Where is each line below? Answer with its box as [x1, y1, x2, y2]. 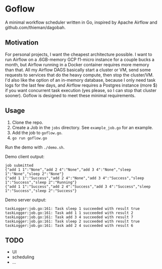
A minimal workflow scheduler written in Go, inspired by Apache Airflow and [5, 19, 158, 25]
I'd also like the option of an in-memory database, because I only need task [5, 77, 156, 83]
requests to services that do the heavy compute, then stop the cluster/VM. [5, 72, 154, 78]
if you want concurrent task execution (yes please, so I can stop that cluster [5, 87, 157, 93]
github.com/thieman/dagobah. [5, 24, 66, 30]
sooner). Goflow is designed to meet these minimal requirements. [5, 92, 136, 98]
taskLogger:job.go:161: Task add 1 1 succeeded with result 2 [5, 210, 133, 215]
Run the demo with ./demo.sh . [5, 144, 65, 150]
